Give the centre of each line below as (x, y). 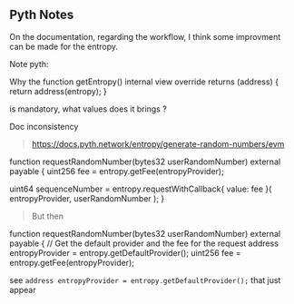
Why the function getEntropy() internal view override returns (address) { (144, 82)
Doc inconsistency (44, 126)
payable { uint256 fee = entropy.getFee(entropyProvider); (117, 171)
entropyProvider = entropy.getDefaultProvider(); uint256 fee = (126, 252)
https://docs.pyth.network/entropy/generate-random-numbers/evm (158, 143)
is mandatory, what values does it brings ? (88, 109)
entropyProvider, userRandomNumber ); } (87, 198)
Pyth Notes (42, 15)
